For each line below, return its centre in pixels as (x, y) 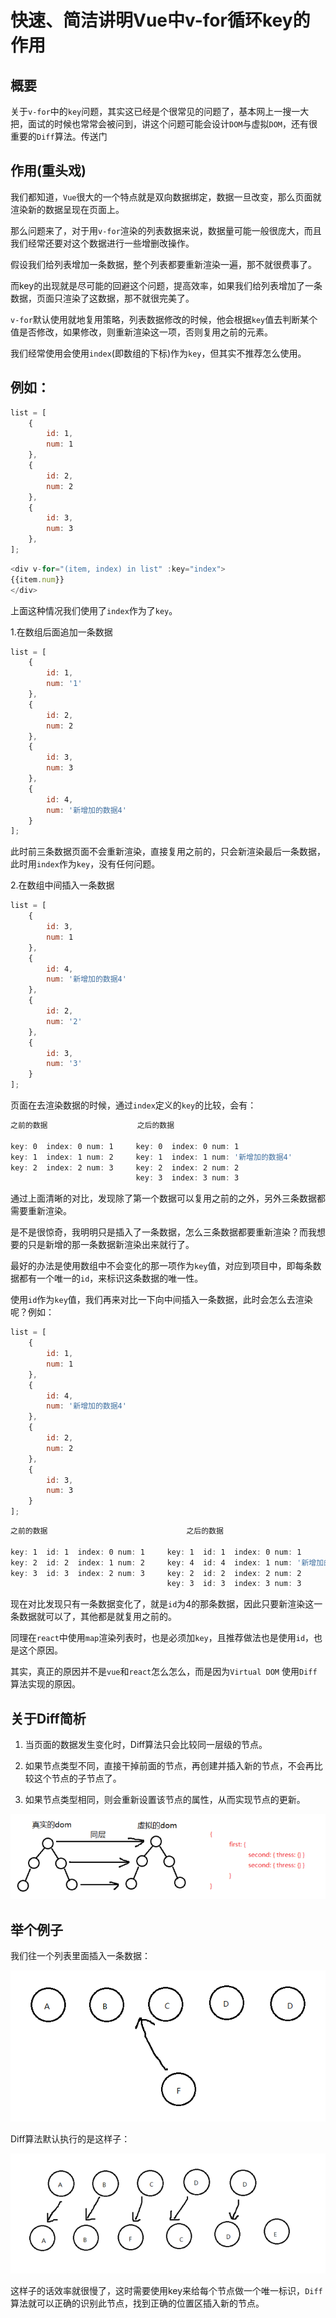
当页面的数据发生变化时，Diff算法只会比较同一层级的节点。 (146, 1745)
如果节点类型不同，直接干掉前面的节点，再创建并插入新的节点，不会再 (169, 1766)
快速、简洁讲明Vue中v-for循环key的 (160, 20)
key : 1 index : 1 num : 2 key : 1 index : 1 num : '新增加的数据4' (151, 1157)
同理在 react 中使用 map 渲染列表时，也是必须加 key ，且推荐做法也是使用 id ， (162, 1638)
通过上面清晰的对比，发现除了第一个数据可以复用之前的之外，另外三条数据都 (168, 1198)
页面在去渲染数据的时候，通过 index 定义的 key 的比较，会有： (133, 1105)
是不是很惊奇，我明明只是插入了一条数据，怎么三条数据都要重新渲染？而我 (163, 1232)
